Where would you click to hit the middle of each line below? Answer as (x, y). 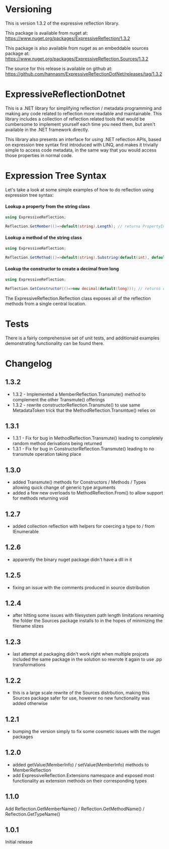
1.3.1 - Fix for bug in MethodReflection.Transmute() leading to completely (88, 438)
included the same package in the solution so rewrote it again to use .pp (87, 659)
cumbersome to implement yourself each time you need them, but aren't (80, 124)
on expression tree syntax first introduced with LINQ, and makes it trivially (82, 145)
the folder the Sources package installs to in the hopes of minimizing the (88, 621)
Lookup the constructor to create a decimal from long (62, 269)
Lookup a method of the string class (44, 238)
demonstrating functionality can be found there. (55, 343)
